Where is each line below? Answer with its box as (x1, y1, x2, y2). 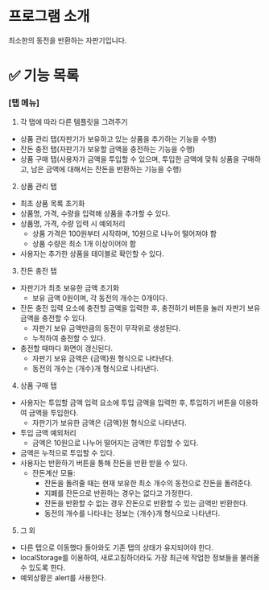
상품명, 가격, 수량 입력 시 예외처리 (19, 219, 126, 229)
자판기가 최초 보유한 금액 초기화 (19, 283, 119, 293)
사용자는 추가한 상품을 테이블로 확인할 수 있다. (19, 249, 165, 258)
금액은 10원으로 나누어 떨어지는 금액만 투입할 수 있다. (31, 438, 199, 448)
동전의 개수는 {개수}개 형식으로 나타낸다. (31, 364, 159, 373)
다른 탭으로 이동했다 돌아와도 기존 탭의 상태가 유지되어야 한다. (19, 543, 214, 552)
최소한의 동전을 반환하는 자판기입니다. (8, 35, 127, 45)
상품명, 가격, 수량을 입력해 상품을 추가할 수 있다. (19, 208, 171, 218)
